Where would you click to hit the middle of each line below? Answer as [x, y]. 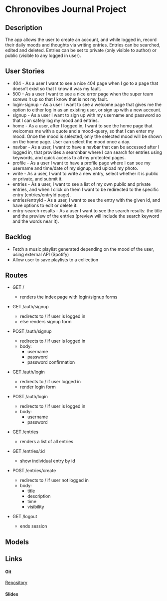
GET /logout [25, 517]
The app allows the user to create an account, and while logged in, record [81, 39]
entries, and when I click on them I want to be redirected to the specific [85, 189]
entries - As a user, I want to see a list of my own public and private [82, 184]
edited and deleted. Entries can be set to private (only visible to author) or [81, 50]
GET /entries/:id [29, 451]
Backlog [18, 237]
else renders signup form [46, 322]
